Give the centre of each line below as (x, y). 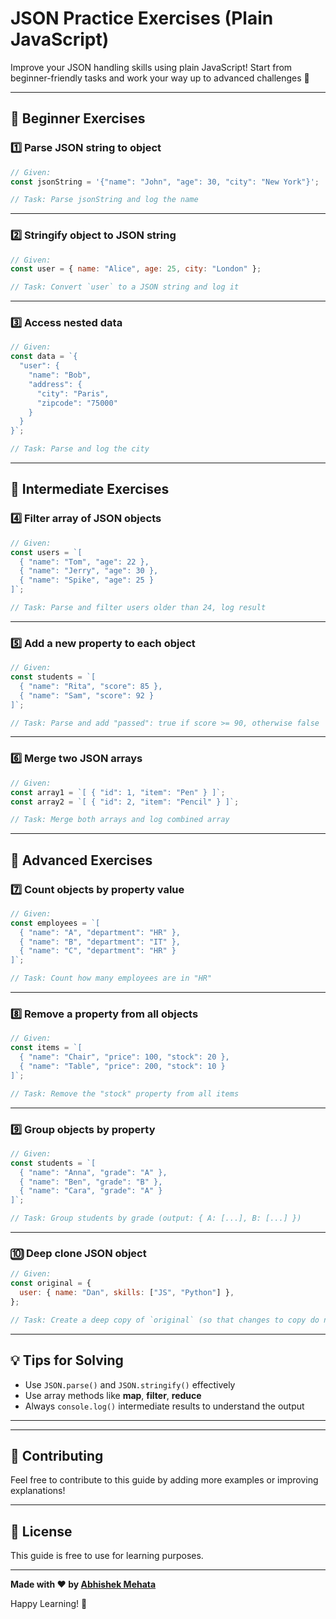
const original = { (51, 1283)
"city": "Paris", (73, 393)
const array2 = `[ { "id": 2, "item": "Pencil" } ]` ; (125, 802)
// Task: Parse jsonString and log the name (104, 200)
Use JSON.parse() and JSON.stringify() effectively (130, 1384)
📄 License (41, 1531)
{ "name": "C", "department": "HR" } (98, 951)
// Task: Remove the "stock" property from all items (125, 1093)
